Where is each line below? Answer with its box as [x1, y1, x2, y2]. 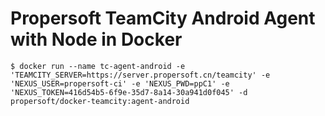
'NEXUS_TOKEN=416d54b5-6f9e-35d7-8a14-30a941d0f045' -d [10, 87, 248, 97]
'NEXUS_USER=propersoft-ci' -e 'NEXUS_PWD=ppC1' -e [10, 78, 230, 89]
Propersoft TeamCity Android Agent [10, 7, 316, 30]
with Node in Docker [10, 28, 183, 51]
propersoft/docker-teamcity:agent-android [10, 96, 190, 106]
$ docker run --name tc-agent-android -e [10, 61, 186, 71]
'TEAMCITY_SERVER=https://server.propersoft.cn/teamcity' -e [10, 70, 271, 80]
